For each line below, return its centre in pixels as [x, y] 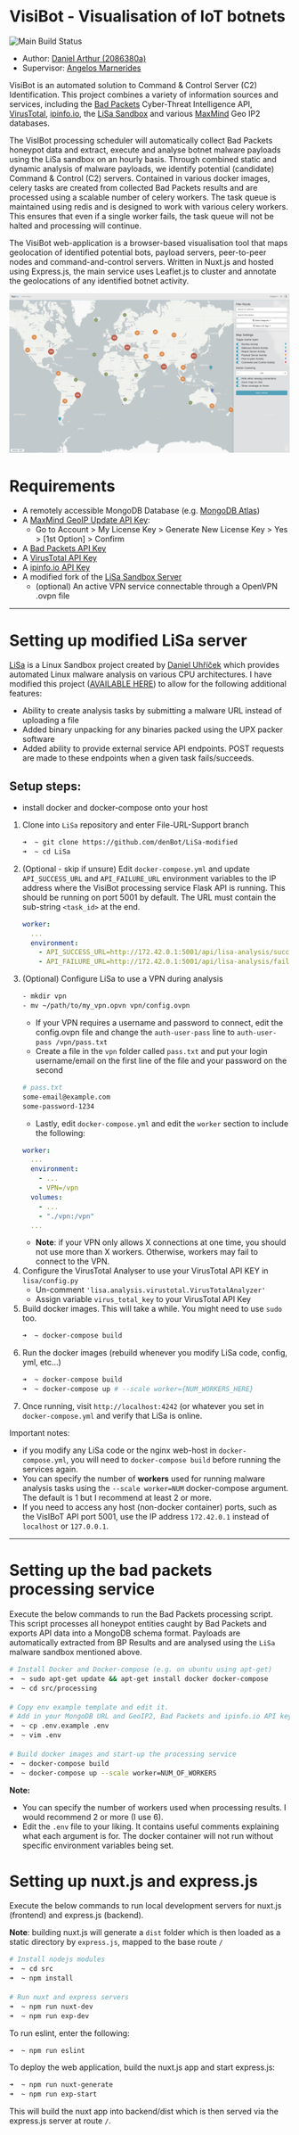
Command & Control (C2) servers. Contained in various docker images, [140, 178]
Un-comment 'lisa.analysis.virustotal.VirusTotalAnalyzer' [150, 1290]
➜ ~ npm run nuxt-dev [51, 2007]
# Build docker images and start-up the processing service [123, 1754]
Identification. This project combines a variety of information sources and [144, 95]
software [38, 739]
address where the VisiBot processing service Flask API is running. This [154, 887]
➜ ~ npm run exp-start [53, 2094]
